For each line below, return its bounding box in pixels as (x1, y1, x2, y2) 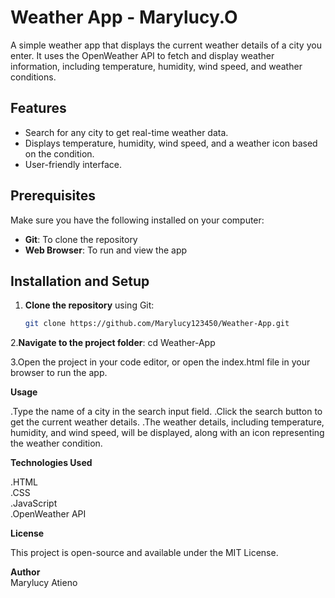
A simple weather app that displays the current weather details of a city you (10, 39, 322, 51)
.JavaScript (10, 497, 58, 510)
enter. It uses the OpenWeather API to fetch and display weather (10, 49, 275, 61)
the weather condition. (10, 437, 103, 450)
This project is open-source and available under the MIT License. (10, 547, 279, 559)
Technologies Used (10, 457, 93, 469)
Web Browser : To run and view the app (24, 244, 188, 256)
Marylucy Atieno (10, 577, 78, 589)
